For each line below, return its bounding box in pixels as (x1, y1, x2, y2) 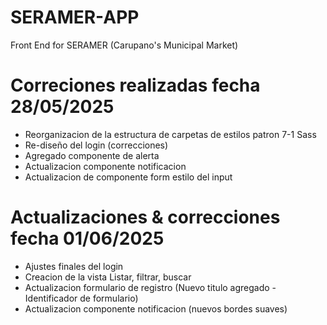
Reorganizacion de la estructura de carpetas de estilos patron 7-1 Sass (24, 128, 317, 140)
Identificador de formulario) (24, 292, 139, 304)
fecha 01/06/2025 (10, 227, 165, 250)
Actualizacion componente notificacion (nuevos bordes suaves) (24, 302, 288, 315)
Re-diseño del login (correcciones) (24, 139, 169, 151)
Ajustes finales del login (24, 260, 124, 272)
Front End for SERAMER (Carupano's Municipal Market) (10, 39, 239, 51)
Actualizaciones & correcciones (10, 206, 281, 229)
